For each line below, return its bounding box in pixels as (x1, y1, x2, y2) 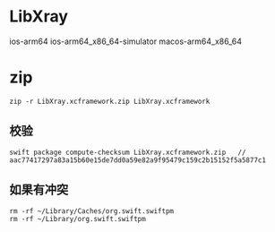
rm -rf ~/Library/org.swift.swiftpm (9, 214, 146, 223)
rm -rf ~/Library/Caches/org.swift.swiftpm (9, 206, 175, 216)
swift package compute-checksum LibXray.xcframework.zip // (9, 148, 246, 157)
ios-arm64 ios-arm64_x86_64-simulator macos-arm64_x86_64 (9, 36, 243, 47)
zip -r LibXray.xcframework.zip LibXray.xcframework (9, 97, 211, 106)
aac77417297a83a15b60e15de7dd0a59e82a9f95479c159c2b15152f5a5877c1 (9, 155, 267, 165)
